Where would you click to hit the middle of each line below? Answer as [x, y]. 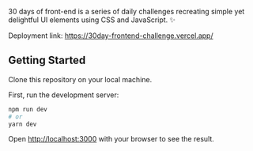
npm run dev [28, 109]
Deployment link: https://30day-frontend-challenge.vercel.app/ [111, 36]
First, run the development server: [64, 95]
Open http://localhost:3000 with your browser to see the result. [111, 139]
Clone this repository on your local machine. [80, 79]
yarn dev [23, 124]
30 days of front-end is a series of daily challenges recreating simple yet [126, 11]
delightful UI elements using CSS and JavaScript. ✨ [92, 20]
